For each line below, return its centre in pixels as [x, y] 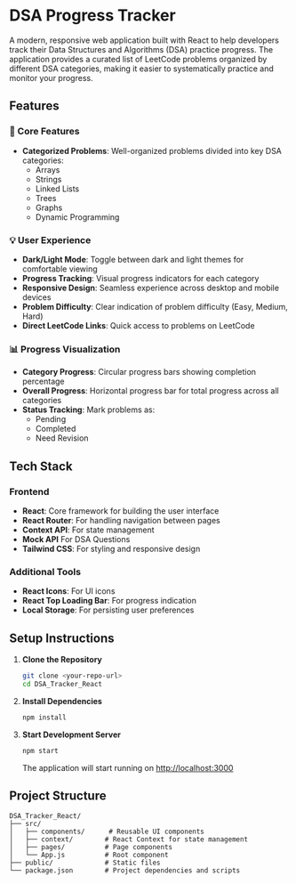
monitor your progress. [51, 77]
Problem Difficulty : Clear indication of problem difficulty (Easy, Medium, [155, 306]
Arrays [48, 169]
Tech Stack [41, 466]
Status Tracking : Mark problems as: [88, 410]
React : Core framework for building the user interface [120, 511]
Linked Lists [57, 189]
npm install [44, 718]
